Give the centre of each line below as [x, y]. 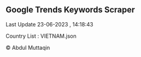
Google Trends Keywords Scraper [70, 10]
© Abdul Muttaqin [28, 47]
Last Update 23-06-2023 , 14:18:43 [50, 24]
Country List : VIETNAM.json [41, 36]
